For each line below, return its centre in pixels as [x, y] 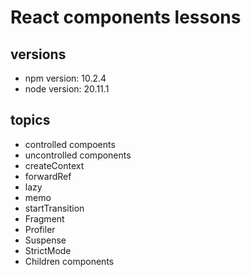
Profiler [40, 229]
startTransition [54, 208]
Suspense [45, 240]
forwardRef [48, 176]
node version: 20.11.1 [67, 89]
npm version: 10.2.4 [65, 78]
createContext [54, 165]
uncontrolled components [78, 155]
